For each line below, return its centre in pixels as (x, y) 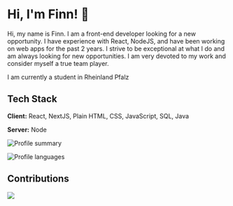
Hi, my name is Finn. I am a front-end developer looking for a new (101, 34)
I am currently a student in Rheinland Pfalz (68, 77)
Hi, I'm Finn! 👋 (48, 14)
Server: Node (27, 130)
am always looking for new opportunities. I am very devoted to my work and (116, 56)
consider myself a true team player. (58, 63)
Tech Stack (32, 99)
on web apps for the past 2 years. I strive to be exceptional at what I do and (116, 48)
